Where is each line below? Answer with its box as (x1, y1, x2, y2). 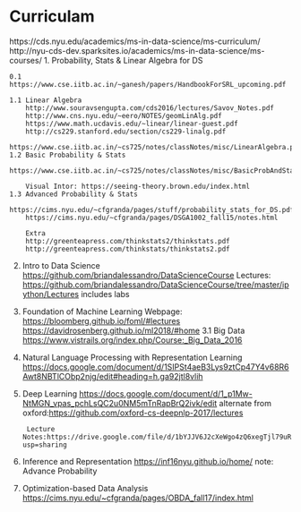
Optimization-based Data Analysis (21, 482, 149, 493)
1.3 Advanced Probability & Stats (9, 190, 139, 199)
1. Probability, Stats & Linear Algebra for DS (43, 55, 203, 65)
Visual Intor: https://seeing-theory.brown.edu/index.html (25, 182, 251, 191)
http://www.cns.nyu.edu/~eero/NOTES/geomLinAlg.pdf (25, 111, 222, 120)
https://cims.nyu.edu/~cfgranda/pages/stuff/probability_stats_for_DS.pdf (9, 205, 295, 214)
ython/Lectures (21, 288, 79, 299)
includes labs (80, 288, 130, 299)
